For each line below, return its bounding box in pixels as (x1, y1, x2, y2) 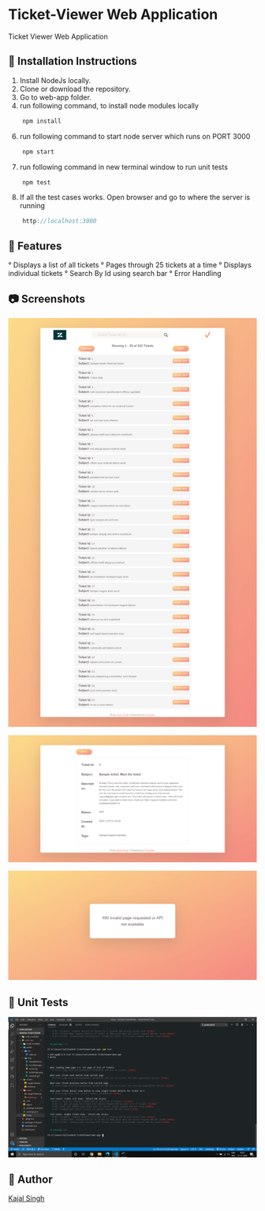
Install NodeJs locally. (19, 75, 91, 85)
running (19, 201, 46, 210)
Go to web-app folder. (19, 93, 92, 102)
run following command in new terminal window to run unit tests (19, 162, 229, 172)
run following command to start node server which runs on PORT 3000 (19, 131, 251, 141)
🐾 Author (8, 1173, 53, 1186)
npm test (22, 178, 51, 187)
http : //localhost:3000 (22, 218, 97, 225)
